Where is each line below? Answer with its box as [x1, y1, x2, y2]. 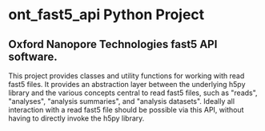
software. [8, 50, 58, 63]
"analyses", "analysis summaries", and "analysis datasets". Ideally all [8, 97, 235, 105]
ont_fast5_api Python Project [8, 6, 205, 24]
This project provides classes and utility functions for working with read [8, 71, 245, 81]
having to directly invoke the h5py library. [8, 113, 145, 123]
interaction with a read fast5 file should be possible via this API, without [8, 105, 244, 114]
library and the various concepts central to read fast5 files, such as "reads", [8, 88, 258, 97]
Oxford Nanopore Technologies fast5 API [8, 38, 218, 51]
